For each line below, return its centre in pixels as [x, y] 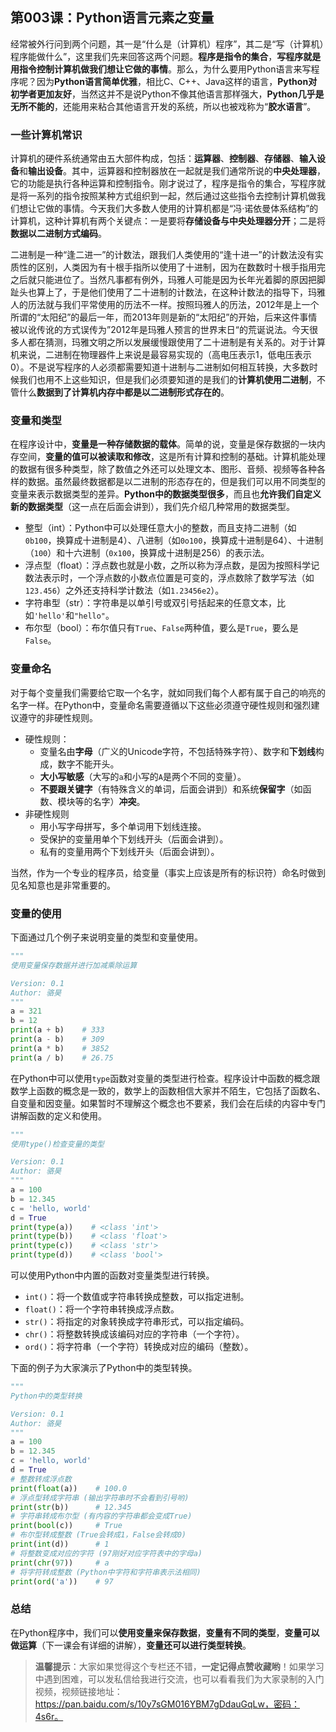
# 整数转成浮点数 [41, 1479]
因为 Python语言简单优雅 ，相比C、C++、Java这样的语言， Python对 [177, 81]
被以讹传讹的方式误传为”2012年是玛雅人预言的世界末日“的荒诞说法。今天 [160, 330]
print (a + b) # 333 [57, 1030]
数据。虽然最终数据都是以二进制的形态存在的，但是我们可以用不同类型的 [176, 482]
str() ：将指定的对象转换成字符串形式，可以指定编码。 [137, 1321]
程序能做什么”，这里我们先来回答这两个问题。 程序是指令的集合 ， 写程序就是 [166, 56]
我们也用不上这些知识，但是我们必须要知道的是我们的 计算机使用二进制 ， [167, 380]
